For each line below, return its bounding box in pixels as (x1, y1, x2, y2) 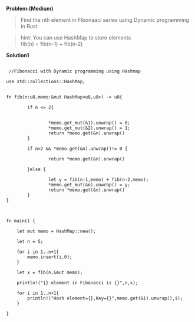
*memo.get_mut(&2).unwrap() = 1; (48, 125, 131, 131)
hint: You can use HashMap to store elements (20, 34, 131, 41)
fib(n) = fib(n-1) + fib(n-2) (20, 41, 83, 47)
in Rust (20, 23, 38, 29)
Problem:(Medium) (6, 5, 54, 12)
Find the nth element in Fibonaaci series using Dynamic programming (20, 17, 190, 23)
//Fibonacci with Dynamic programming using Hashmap (8, 68, 141, 74)
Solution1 (6, 52, 29, 58)
